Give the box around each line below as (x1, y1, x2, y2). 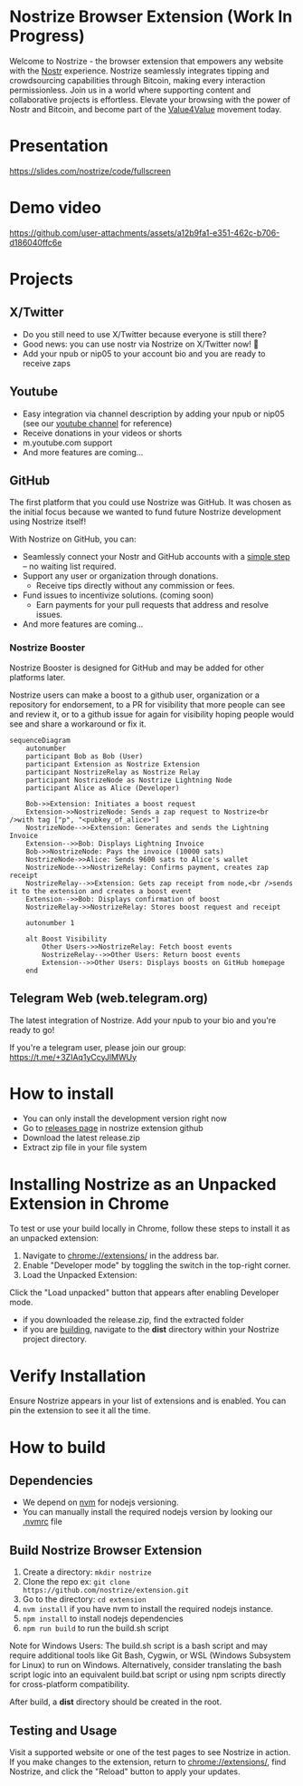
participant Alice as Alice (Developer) (25, 783, 180, 793)
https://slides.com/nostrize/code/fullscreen (9, 165, 172, 176)
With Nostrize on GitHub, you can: (9, 533, 137, 545)
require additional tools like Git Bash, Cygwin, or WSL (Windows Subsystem (9, 1650, 291, 1661)
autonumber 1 (25, 918, 75, 927)
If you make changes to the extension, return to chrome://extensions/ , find (9, 1756, 287, 1767)
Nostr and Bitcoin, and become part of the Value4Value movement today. (9, 103, 282, 114)
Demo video (9, 198, 102, 219)
